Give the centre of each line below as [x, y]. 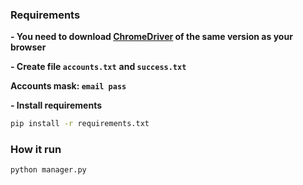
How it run [36, 150]
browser [28, 47]
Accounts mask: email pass [68, 86]
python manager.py [48, 170]
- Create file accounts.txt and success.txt [98, 67]
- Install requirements [56, 105]
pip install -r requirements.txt [80, 124]
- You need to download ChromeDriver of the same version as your [151, 37]
